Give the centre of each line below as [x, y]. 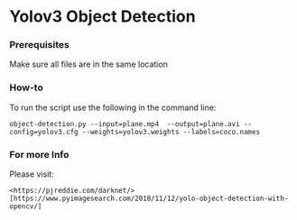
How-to [26, 87]
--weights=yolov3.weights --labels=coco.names [171, 132]
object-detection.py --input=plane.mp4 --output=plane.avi [125, 124]
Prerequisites [39, 45]
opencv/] [26, 206]
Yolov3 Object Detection [102, 17]
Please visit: [32, 174]
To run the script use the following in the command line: [113, 107]
